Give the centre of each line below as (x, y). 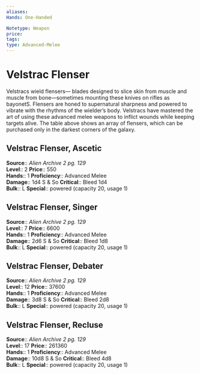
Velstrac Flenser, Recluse (55, 325)
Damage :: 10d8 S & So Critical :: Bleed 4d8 (59, 358)
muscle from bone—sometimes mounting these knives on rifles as (88, 97)
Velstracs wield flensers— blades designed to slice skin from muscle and (97, 91)
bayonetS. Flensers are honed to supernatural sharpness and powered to (97, 104)
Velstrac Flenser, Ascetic (54, 149)
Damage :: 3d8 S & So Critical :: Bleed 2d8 (58, 300)
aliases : (17, 12)
